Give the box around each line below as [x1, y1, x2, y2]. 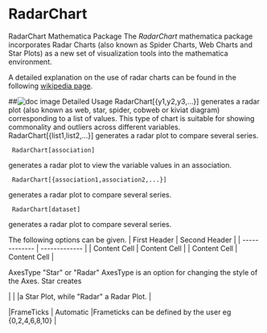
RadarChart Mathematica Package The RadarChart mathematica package [8, 31, 253, 41]
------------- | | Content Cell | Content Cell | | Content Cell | [40, 243, 238, 253]
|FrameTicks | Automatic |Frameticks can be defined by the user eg [8, 307, 232, 317]
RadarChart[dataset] [11, 205, 81, 213]
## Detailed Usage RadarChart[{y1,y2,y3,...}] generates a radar [8, 96, 260, 106]
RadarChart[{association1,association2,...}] [11, 176, 167, 184]
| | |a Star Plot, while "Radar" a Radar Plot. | [8, 291, 151, 301]
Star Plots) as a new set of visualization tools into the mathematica [8, 48, 228, 58]
